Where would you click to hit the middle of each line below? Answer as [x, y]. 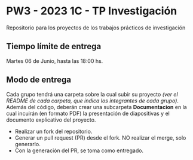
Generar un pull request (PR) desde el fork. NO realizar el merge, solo [100, 138]
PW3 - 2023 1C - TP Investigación [92, 11]
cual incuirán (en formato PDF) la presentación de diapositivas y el [88, 113]
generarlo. [27, 144]
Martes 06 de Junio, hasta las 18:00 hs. [55, 61]
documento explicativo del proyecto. [51, 120]
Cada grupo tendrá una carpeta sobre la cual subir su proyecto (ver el [92, 94]
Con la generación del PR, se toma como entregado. [79, 150]
